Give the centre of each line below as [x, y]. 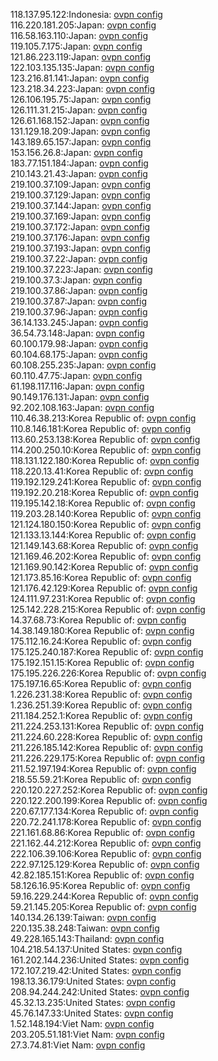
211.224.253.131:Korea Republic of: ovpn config [107, 726]
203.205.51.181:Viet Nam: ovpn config [87, 1034]
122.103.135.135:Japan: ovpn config [82, 67]
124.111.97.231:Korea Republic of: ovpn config [103, 598]
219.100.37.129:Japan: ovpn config [80, 195]
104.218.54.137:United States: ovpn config [96, 949]
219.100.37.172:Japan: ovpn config [80, 227]
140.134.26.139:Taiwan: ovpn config [83, 917]
